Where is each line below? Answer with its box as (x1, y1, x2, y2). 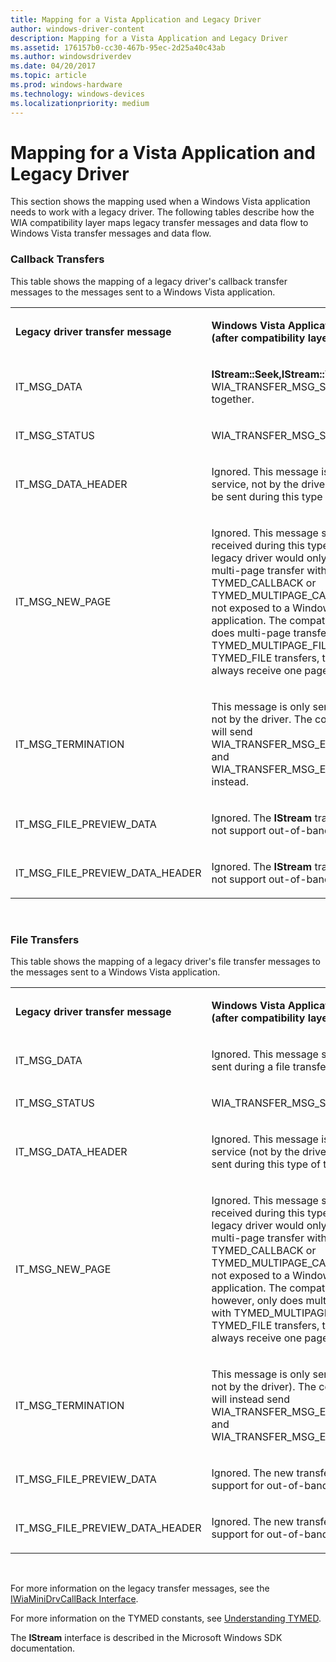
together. (211, 392, 255, 406)
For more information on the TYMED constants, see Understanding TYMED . (10, 1612, 322, 1625)
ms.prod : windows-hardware (10, 80, 123, 90)
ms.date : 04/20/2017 (10, 61, 97, 71)
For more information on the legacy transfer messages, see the (10, 1582, 270, 1595)
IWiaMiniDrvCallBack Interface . (10, 1593, 139, 1605)
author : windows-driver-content (10, 24, 145, 34)
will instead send (211, 1392, 290, 1406)
